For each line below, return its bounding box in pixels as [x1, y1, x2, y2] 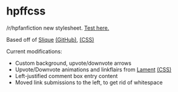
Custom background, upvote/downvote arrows [15, 59, 132, 67]
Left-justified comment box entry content [15, 72, 118, 79]
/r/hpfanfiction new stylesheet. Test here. [6, 24, 110, 31]
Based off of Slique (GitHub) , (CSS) [6, 36, 94, 43]
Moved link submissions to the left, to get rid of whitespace [15, 79, 163, 86]
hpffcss [6, 4, 46, 18]
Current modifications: [6, 47, 62, 55]
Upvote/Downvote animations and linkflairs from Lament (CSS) [15, 65, 172, 73]
